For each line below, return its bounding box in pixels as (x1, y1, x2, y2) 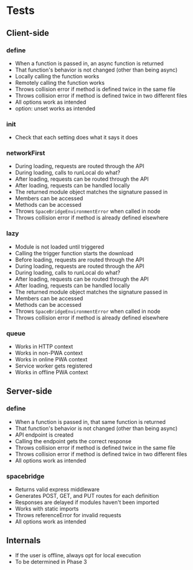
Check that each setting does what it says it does (15, 134, 138, 141)
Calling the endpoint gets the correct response (15, 437, 132, 444)
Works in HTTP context (15, 343, 74, 350)
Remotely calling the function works (15, 79, 105, 86)
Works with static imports (15, 505, 79, 512)
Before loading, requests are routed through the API (15, 256, 144, 263)
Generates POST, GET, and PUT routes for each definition (15, 492, 159, 500)
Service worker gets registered (15, 362, 93, 370)
